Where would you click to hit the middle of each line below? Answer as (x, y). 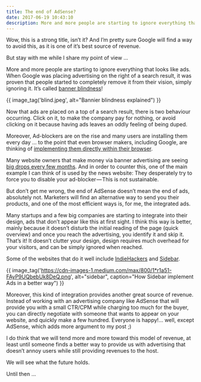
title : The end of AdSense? (41, 12)
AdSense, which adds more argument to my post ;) (69, 326)
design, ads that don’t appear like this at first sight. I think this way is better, (99, 222)
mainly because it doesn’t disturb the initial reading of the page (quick (92, 228)
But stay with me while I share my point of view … (67, 58)
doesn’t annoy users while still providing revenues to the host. (83, 351)
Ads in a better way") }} (35, 283)
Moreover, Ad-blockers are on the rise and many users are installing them (97, 136)
